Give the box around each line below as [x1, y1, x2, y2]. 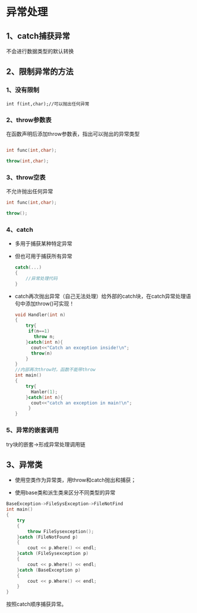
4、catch [6, 225, 34, 234]
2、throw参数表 [6, 116, 52, 124]
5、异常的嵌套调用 [6, 426, 59, 435]
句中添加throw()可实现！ [14, 300, 75, 307]
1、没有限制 [6, 86, 40, 94]
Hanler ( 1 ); [30, 389, 58, 395]
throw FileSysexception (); [27, 528, 94, 534]
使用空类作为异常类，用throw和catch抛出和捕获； [14, 477, 136, 484]
